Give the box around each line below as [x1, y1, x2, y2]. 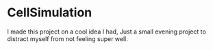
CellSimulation [7, 5, 92, 21]
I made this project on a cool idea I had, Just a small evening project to [7, 27, 207, 36]
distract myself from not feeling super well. [7, 34, 129, 42]
